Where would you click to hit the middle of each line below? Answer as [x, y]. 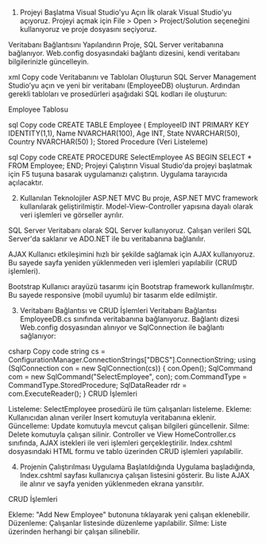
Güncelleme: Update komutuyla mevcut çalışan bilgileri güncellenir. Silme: [129, 426]
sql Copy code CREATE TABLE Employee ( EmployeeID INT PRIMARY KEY [129, 125]
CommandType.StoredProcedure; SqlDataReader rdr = [98, 385]
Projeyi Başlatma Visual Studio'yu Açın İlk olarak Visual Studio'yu [125, 12]
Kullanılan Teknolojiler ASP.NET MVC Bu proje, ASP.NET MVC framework [139, 198]
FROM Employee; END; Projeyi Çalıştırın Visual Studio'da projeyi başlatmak [130, 166]
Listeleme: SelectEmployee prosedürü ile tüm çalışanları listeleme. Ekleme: [130, 409]
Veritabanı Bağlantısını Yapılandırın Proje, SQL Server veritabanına [116, 45]
